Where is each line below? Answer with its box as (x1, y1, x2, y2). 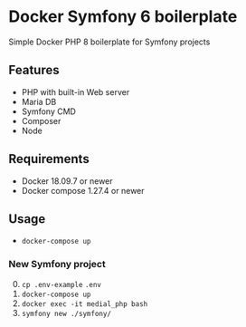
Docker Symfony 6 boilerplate (8, 6, 238, 27)
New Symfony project (8, 258, 106, 271)
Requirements (8, 151, 90, 167)
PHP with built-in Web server (21, 86, 130, 97)
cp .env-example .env (21, 280, 101, 289)
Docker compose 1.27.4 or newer (21, 185, 146, 196)
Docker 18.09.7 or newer (21, 175, 114, 187)
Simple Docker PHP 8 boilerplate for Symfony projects (8, 36, 211, 47)
